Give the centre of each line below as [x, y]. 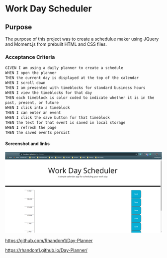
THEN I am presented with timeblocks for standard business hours [75, 88]
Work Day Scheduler [48, 9]
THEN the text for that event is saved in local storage [65, 123]
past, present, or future [32, 103]
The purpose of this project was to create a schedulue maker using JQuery [82, 39]
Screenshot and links [27, 143]
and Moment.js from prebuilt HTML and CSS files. [56, 44]
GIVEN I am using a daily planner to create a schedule [64, 68]
